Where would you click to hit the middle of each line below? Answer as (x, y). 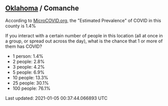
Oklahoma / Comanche (42, 8)
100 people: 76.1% (31, 88)
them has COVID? (24, 46)
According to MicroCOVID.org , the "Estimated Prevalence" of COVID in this (83, 20)
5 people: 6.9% (28, 72)
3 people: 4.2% (29, 67)
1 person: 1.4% (28, 56)
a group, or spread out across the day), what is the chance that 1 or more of (84, 41)
